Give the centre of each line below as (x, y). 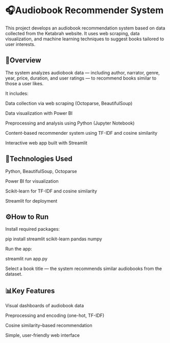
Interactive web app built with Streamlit (46, 143)
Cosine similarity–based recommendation (49, 326)
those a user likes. (25, 83)
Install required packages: (33, 229)
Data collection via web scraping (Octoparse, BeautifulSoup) (69, 103)
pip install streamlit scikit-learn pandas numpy (54, 239)
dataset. (14, 274)
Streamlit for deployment (31, 201)
